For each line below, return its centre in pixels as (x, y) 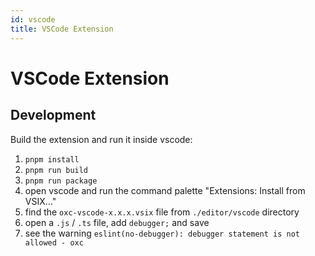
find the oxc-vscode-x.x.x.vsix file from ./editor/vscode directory (162, 212)
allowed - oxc (54, 242)
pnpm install (52, 159)
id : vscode (33, 19)
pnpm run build (56, 170)
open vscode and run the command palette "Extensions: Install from (165, 190)
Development (53, 115)
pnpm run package (61, 181)
